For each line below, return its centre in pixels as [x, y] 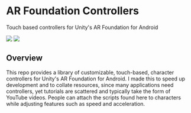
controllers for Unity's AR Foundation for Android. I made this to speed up [96, 79]
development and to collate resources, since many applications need [90, 85]
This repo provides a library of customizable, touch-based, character [90, 72]
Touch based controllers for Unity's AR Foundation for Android [82, 27]
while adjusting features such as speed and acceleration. [76, 104]
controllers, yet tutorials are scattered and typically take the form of [88, 91]
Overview [25, 58]
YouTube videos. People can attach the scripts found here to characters [94, 97]
